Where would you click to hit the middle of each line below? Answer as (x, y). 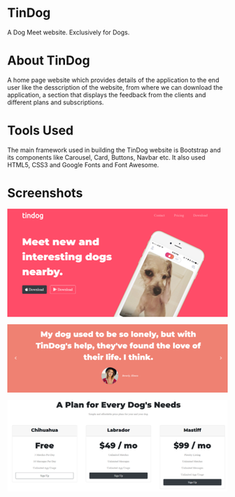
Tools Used (41, 131)
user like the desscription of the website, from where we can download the (115, 87)
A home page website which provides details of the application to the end (113, 80)
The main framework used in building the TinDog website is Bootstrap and (114, 150)
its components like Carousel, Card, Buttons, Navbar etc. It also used (106, 157)
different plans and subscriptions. (56, 102)
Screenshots (45, 193)
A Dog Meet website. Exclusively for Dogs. (69, 32)
